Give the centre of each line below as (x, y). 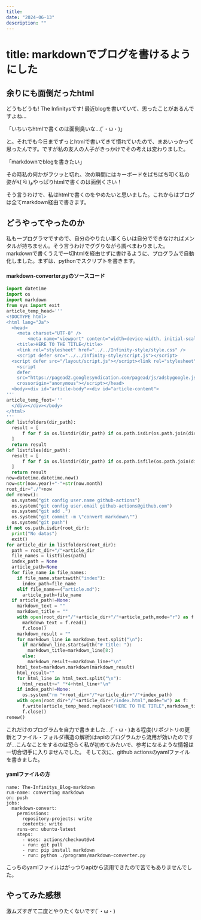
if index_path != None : (44, 690)
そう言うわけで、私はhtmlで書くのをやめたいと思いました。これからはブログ (100, 195)
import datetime (26, 289)
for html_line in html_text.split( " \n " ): (69, 678)
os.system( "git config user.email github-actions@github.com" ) (92, 506)
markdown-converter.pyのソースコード (56, 275)
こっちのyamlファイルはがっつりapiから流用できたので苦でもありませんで (97, 867)
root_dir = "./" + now (29, 489)
